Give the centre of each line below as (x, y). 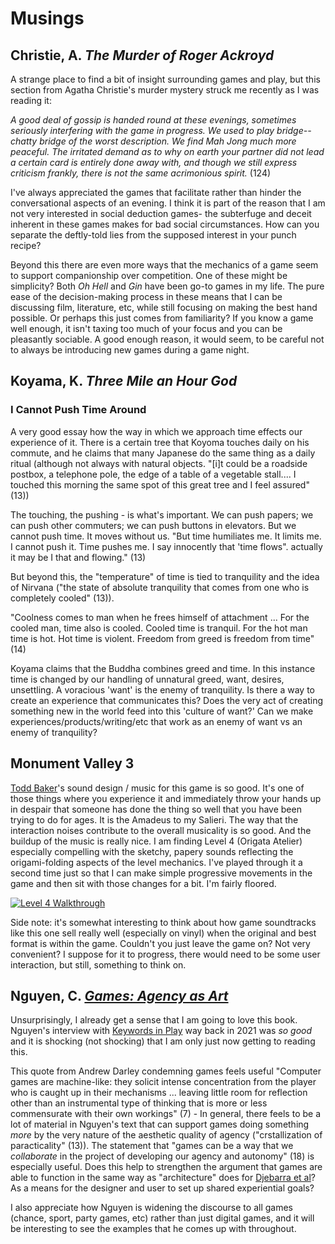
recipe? (26, 245)
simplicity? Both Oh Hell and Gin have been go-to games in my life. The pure (167, 286)
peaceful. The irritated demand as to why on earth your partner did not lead (167, 151)
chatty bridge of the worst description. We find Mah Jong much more (153, 141)
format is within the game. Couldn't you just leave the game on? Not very (160, 943)
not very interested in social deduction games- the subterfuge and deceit (161, 213)
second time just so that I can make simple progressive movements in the (161, 873)
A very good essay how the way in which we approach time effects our (156, 431)
